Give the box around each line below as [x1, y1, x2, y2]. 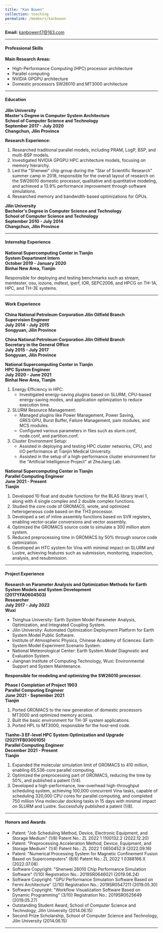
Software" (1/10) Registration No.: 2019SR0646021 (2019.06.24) [12, 871, 140, 877]
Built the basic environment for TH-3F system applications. [12, 718, 130, 723]
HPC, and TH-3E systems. [5, 285, 57, 291]
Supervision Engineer [5, 317, 50, 323]
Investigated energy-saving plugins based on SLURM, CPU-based [19, 392, 151, 398]
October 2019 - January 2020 [5, 260, 66, 266]
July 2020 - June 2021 [5, 372, 52, 378]
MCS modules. [19, 422, 49, 428]
